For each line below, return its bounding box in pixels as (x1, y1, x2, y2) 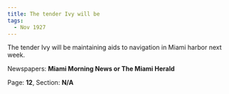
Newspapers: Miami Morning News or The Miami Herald (7, 65, 176, 73)
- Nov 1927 (14, 23, 46, 31)
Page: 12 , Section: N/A (7, 78, 74, 87)
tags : (7, 17, 23, 24)
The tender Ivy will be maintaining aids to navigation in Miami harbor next (7, 43, 222, 52)
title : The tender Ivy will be (7, 10, 100, 18)
